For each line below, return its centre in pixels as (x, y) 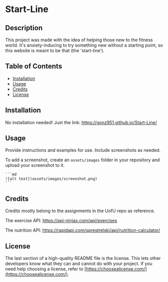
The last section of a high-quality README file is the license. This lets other (83, 258)
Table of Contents (34, 66)
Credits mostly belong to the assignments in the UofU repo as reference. (80, 211)
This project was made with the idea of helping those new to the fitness (79, 40)
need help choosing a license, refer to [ (46, 269)
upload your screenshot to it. (35, 165)
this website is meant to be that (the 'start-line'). (55, 51)
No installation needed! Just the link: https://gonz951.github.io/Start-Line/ (81, 122)
